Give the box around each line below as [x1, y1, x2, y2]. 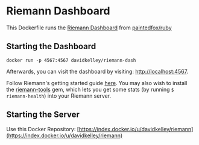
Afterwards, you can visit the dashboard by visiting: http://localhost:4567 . [6, 68, 189, 75]
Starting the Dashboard [6, 41, 96, 52]
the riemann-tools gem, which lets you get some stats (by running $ [6, 86, 174, 93]
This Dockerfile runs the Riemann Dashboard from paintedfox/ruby [6, 24, 172, 31]
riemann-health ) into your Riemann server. [6, 92, 112, 99]
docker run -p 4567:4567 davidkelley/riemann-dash [6, 57, 136, 64]
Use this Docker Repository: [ [6, 125, 80, 132]
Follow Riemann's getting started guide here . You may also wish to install [6, 79, 188, 86]
